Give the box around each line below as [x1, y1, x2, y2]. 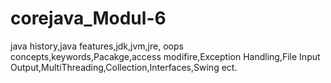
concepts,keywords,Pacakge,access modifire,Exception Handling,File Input [10, 50, 321, 62]
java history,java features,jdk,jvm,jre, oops [10, 40, 184, 52]
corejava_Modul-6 [10, 7, 167, 30]
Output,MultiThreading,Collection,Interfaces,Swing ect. [10, 61, 238, 73]
